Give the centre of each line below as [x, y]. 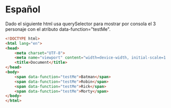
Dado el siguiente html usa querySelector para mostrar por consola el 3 [81, 24]
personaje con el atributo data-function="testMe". [58, 29]
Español [23, 10]
